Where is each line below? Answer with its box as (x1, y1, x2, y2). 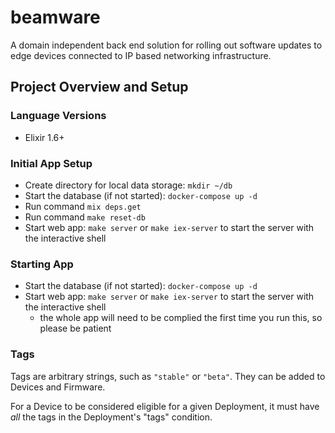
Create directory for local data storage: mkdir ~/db (24, 179, 233, 191)
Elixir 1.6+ (24, 131, 65, 143)
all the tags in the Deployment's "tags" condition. (10, 411, 213, 423)
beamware (10, 6, 101, 29)
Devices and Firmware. (10, 381, 106, 393)
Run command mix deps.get (24, 200, 142, 212)
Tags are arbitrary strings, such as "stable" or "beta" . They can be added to (10, 370, 326, 382)
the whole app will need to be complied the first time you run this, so (39, 312, 323, 324)
